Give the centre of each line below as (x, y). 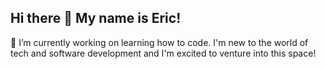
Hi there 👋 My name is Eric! (96, 18)
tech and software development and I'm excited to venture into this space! (163, 53)
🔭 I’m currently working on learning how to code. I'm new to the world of (159, 42)
